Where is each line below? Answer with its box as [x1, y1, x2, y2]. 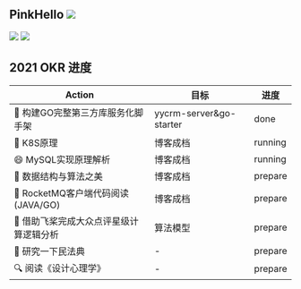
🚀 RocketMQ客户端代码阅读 [13, 187, 130, 200]
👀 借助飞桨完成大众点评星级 [13, 215, 130, 227]
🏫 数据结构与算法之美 [13, 170, 103, 183]
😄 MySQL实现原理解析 [13, 153, 111, 166]
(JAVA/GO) [13, 199, 61, 211]
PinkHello [9, 7, 64, 22]
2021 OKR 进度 [9, 60, 92, 75]
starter [153, 118, 183, 131]
